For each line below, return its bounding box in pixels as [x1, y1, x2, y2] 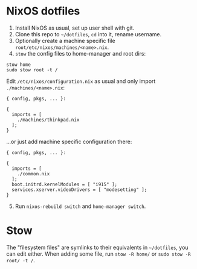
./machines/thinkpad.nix [17, 117, 80, 123]
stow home [6, 62, 31, 68]
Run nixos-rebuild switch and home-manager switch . [15, 203, 146, 210]
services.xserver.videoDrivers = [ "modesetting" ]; [11, 186, 147, 193]
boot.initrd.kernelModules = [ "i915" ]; [11, 181, 118, 187]
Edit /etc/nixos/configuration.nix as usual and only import [6, 77, 156, 85]
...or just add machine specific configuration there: [6, 138, 132, 145]
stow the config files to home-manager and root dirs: [15, 50, 146, 57]
